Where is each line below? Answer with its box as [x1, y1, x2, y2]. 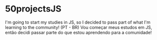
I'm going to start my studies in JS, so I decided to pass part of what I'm [5, 19, 151, 25]
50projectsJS [5, 3, 62, 14]
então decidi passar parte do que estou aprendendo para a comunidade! [5, 29, 152, 35]
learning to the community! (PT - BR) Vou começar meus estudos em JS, [5, 24, 153, 30]
